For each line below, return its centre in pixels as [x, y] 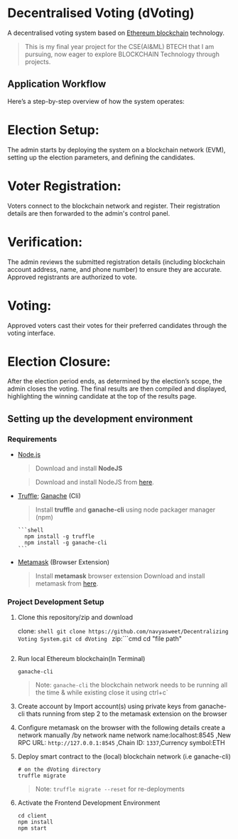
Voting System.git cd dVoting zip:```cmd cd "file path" [100, 639]
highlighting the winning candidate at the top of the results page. [102, 396]
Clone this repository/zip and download [75, 618]
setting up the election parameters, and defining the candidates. [101, 157]
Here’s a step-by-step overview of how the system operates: [96, 101]
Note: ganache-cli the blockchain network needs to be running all [131, 685]
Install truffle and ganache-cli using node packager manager [125, 510]
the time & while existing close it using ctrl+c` [102, 692]
